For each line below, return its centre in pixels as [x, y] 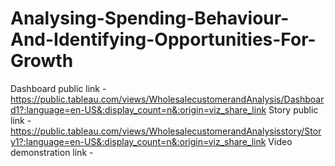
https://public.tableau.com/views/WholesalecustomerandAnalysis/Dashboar [167, 99]
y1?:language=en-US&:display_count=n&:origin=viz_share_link [138, 141]
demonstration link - [52, 152]
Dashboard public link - [58, 88]
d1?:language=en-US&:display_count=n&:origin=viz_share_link [138, 109]
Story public [293, 109]
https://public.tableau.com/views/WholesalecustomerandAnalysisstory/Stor [166, 131]
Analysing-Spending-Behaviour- [150, 18]
